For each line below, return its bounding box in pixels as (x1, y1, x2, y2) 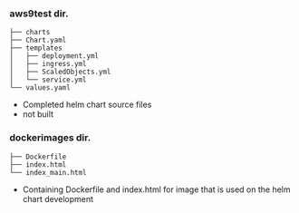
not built (22, 109, 54, 120)
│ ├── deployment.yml (9, 52, 100, 61)
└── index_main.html (9, 168, 88, 177)
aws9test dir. (9, 7, 69, 20)
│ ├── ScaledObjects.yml (9, 67, 111, 77)
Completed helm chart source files (22, 99, 152, 111)
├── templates (9, 44, 63, 53)
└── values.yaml (9, 83, 71, 92)
